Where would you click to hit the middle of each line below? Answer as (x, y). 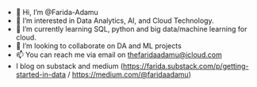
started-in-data (40, 74)
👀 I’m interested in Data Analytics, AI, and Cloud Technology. (115, 21)
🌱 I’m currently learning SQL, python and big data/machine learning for (131, 29)
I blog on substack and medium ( (69, 66)
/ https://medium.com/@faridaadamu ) (129, 74)
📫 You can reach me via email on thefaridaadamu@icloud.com (119, 55)
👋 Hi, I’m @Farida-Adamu (57, 12)
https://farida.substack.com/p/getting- (186, 66)
